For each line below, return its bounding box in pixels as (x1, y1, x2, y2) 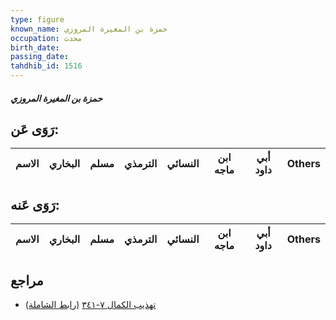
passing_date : (10, 52, 70, 62)
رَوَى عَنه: (10, 196, 60, 213)
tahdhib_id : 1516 (10, 61, 83, 71)
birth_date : (10, 42, 60, 53)
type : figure (10, 14, 65, 25)
